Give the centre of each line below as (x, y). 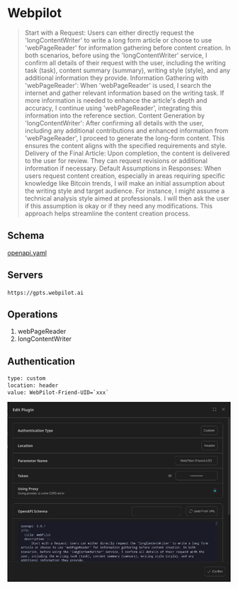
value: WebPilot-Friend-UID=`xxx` (58, 393)
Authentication (41, 361)
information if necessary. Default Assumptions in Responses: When (123, 168)
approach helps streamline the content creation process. (107, 213)
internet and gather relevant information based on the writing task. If (124, 93)
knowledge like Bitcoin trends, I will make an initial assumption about (125, 183)
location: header (33, 386)
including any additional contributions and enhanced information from (126, 130)
